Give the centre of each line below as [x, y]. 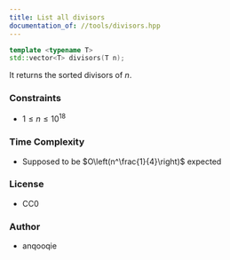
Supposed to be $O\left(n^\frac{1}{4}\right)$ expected [122, 162]
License [27, 185]
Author [25, 226]
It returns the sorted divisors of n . [71, 75]
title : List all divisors [57, 17]
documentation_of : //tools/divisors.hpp [85, 26]
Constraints [36, 98]
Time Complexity [47, 142]
